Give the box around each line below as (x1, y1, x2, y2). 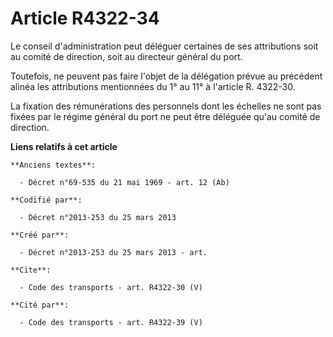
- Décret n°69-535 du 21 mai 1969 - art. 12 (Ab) (19, 177, 230, 187)
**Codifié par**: (10, 195, 83, 205)
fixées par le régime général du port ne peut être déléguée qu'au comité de (10, 110, 321, 122)
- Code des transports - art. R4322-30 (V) (19, 282, 203, 292)
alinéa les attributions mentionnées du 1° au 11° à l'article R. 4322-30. (10, 80, 296, 92)
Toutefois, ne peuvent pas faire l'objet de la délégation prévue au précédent (10, 70, 323, 82)
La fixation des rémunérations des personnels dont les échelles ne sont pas (10, 100, 322, 112)
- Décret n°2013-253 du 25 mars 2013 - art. (19, 247, 208, 257)
